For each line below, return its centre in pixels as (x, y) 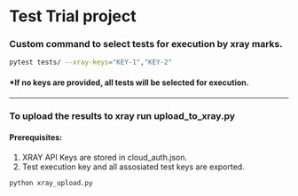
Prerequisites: (36, 137)
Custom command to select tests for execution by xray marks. (146, 44)
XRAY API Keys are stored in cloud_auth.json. (105, 157)
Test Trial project (73, 16)
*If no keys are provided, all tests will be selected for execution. (129, 82)
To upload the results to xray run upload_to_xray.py (122, 116)
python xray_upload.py (51, 183)
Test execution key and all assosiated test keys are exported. (133, 167)
